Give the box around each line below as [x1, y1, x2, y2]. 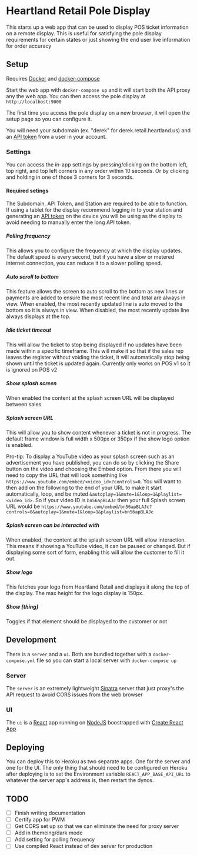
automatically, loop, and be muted [6, 490, 88, 497]
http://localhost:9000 [6, 99, 62, 105]
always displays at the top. [6, 313, 71, 320]
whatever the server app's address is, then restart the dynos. [6, 777, 154, 784]
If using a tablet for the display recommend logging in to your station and [6, 206, 183, 213]
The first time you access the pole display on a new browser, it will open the [6, 109, 190, 116]
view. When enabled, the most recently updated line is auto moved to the [6, 300, 183, 308]
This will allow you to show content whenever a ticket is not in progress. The [6, 429, 191, 436]
